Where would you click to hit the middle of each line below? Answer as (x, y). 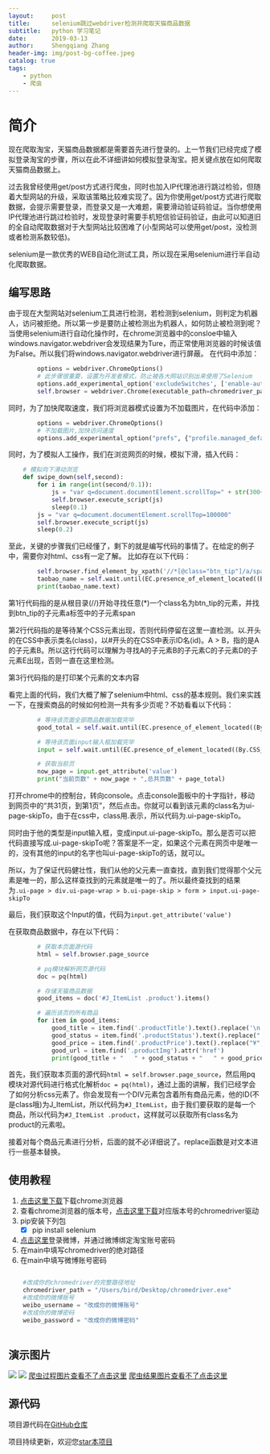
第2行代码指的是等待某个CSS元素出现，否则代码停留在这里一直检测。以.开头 (135, 630)
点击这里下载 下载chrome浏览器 (71, 1201)
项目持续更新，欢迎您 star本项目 (61, 1442)
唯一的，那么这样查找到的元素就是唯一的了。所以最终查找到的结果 (131, 880)
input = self (59, 750)
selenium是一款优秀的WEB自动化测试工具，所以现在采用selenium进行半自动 (134, 254)
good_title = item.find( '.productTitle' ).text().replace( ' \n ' (157, 1028)
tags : (17, 69)
